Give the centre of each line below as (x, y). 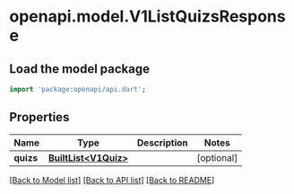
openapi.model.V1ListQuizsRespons (147, 17)
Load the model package (80, 69)
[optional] (217, 157)
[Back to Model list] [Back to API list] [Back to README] (112, 180)
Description (163, 143)
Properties (39, 117)
